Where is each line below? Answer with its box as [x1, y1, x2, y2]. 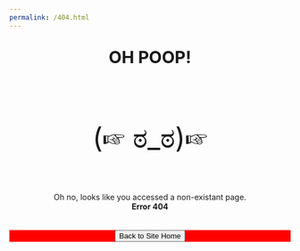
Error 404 [131, 201, 169, 212]
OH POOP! [108, 46, 192, 68]
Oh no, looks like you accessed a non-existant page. [53, 191, 247, 202]
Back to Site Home [119, 231, 181, 240]
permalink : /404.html [9, 12, 90, 22]
